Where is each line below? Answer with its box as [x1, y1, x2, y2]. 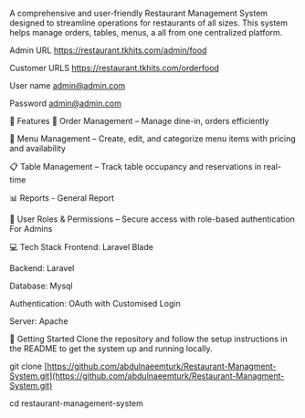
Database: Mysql [9, 280, 73, 291]
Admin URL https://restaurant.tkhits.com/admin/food [9, 45, 207, 56]
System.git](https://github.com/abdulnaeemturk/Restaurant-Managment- [9, 371, 285, 381]
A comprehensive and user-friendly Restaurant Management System [9, 8, 268, 18]
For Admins [9, 224, 53, 234]
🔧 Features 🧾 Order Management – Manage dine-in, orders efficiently [9, 116, 269, 126]
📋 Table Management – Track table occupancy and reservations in [9, 162, 262, 172]
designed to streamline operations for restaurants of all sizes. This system [9, 17, 289, 28]
